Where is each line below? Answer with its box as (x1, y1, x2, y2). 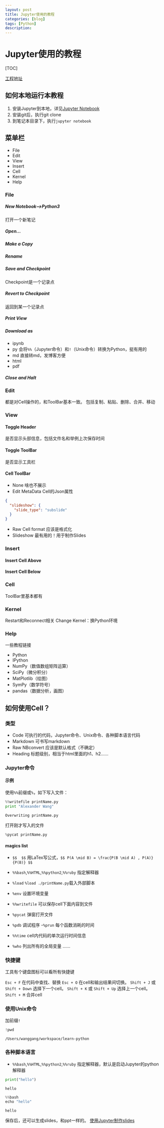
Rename (5, 253, 23, 259)
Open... (5, 228, 21, 234)
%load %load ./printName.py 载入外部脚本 (12, 880, 95, 886)
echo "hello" (5, 1099, 32, 1104)
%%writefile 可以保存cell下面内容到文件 (12, 901, 93, 907)
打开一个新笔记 (5, 217, 36, 223)
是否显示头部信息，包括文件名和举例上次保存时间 (5, 436, 105, 442)
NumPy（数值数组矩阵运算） (12, 663, 71, 669)
